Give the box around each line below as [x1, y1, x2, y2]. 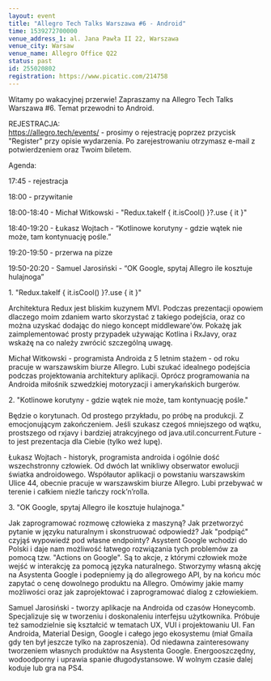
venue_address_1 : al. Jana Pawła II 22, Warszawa [8, 34, 180, 43]
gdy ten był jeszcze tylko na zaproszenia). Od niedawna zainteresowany [8, 637, 249, 647]
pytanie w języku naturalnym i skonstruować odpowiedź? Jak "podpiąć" [8, 526, 249, 536]
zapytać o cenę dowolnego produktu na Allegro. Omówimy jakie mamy [8, 578, 244, 588]
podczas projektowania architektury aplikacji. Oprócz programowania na [8, 370, 250, 380]
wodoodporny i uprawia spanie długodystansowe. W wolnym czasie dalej [8, 654, 253, 664]
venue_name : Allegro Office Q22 [8, 49, 117, 58]
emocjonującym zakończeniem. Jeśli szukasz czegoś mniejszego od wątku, [8, 419, 261, 429]
